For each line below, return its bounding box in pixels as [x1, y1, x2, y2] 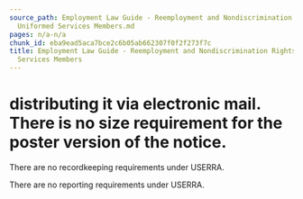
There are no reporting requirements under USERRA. [9, 179, 205, 190]
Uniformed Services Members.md [17, 22, 135, 31]
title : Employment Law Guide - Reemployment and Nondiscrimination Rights [9, 47, 297, 56]
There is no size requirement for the [9, 113, 283, 133]
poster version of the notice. [9, 132, 227, 153]
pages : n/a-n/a [9, 30, 67, 39]
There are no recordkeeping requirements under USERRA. [9, 161, 225, 172]
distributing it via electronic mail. [9, 94, 262, 114]
